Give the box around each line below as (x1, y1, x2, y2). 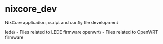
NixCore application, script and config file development (5, 20, 118, 25)
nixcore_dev (5, 3, 57, 15)
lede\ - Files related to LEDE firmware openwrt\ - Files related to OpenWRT (5, 29, 158, 35)
